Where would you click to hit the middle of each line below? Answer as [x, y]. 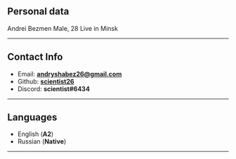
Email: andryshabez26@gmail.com [70, 74]
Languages [32, 117]
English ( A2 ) [35, 134]
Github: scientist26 [46, 81]
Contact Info [35, 57]
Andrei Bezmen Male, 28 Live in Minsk [63, 28]
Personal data [38, 12]
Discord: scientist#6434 [53, 89]
